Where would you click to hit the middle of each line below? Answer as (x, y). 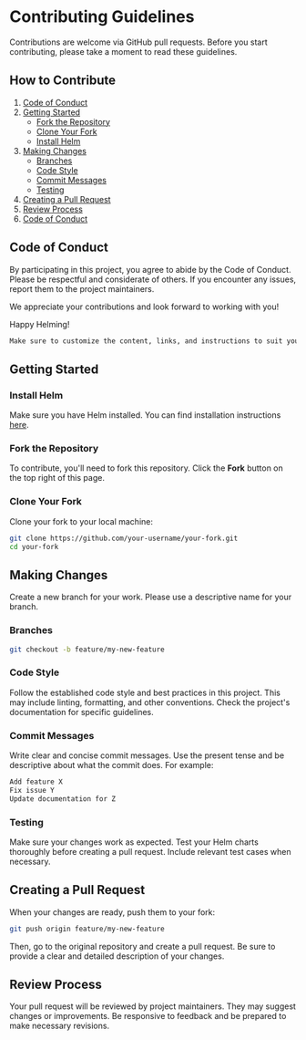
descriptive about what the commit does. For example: (112, 765)
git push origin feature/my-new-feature (87, 929)
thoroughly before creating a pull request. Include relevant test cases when (150, 851)
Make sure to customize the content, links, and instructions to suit (146, 341)
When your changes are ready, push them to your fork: (112, 912)
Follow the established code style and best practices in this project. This (145, 692)
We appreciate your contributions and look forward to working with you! (144, 307)
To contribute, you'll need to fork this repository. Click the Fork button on (147, 468)
